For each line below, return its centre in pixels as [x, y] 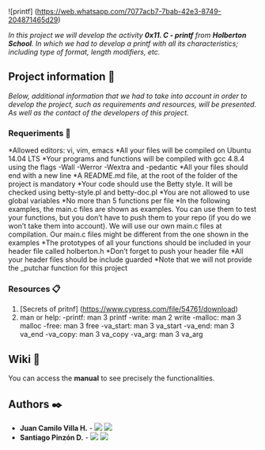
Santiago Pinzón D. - [54, 437]
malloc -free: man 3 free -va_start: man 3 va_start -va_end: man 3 [127, 326]
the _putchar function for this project [68, 268]
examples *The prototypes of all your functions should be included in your [130, 243]
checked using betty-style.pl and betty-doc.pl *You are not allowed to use [129, 192]
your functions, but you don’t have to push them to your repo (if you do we [130, 217]
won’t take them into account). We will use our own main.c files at [115, 226]
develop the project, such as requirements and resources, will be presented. [132, 104]
